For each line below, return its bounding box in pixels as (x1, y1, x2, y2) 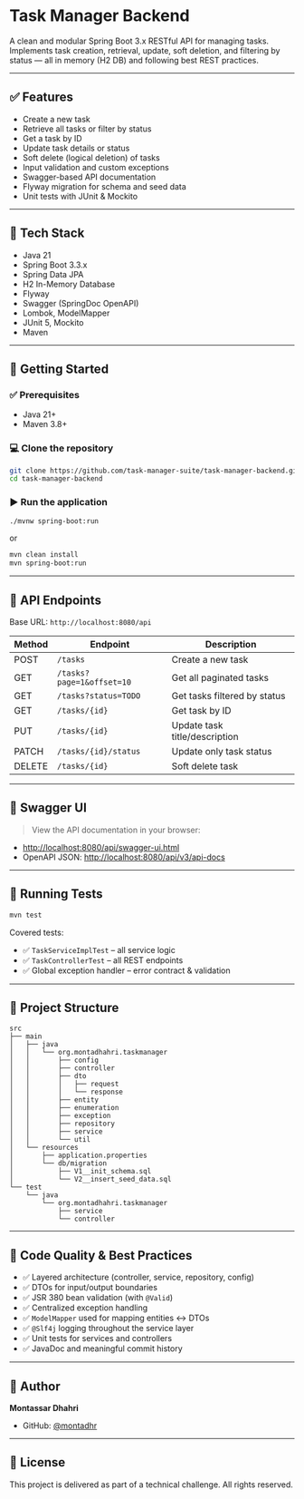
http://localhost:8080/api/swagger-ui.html (22, 842, 180, 852)
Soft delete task (171, 760, 239, 773)
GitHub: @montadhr (22, 1420, 98, 1431)
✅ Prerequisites (9, 388, 80, 401)
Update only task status (171, 745, 272, 758)
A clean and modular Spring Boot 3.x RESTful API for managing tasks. (9, 35, 270, 46)
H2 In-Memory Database (22, 278, 116, 289)
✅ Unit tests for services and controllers (22, 1333, 173, 1344)
